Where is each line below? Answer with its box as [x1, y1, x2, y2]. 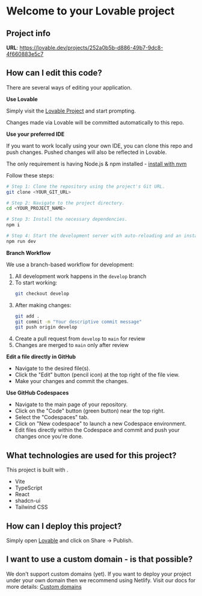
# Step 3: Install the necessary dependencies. [6, 217, 128, 223]
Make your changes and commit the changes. [14, 378, 129, 385]
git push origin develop [14, 324, 78, 330]
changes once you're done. [14, 433, 84, 440]
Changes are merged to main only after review [14, 342, 129, 349]
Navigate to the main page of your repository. [14, 401, 128, 408]
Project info [6, 28, 51, 38]
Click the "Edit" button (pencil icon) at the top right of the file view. [14, 371, 180, 378]
